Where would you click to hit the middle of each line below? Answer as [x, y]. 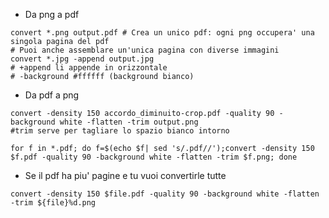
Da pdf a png [52, 95]
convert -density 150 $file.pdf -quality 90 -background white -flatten [165, 194]
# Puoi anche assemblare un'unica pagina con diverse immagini [145, 50]
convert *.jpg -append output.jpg [82, 59]
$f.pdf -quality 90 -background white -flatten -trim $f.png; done [154, 157]
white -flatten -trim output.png [129, 122]
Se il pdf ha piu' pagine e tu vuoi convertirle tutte [125, 175]
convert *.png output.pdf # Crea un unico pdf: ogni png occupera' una [162, 33]
